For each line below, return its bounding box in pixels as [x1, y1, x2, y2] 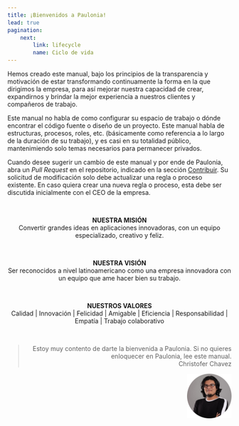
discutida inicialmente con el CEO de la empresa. [7, 188, 151, 196]
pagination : [7, 26, 43, 34]
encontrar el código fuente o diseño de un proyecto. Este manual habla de [7, 121, 225, 130]
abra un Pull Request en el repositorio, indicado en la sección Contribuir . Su [7, 166, 229, 174]
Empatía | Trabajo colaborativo [74, 317, 165, 325]
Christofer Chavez [178, 360, 232, 367]
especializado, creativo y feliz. [75, 231, 164, 239]
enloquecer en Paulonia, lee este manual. [110, 352, 232, 360]
